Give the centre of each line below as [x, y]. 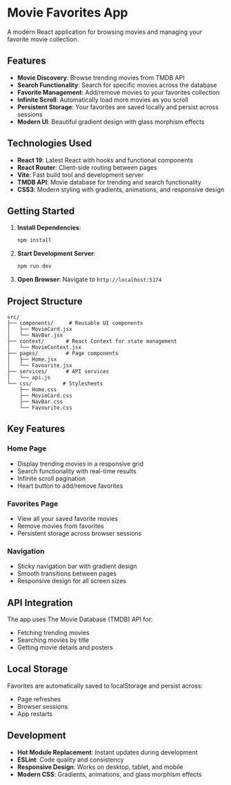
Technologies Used [49, 143]
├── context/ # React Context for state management [92, 341]
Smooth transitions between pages [67, 574]
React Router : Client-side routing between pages [87, 167]
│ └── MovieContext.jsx [44, 347]
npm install [34, 240]
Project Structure [45, 301]
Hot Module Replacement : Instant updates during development [107, 752]
